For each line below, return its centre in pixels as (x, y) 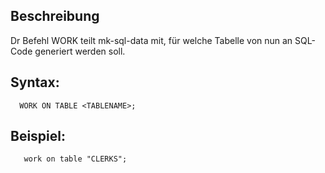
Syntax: (35, 82)
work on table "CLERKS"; (75, 159)
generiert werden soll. (80, 51)
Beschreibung (55, 16)
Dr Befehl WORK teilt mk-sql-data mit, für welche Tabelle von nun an (151, 40)
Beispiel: (38, 136)
